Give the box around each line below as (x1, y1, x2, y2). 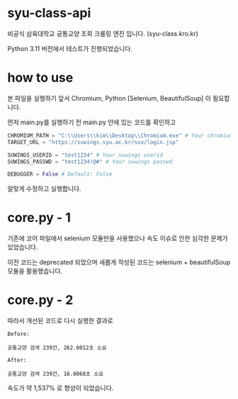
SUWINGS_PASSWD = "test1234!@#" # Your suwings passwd (7, 158, 173, 165)
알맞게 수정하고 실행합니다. (7, 184, 81, 193)
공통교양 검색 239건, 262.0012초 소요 (7, 344, 107, 352)
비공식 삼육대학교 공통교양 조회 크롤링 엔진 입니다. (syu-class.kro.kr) (7, 29, 198, 38)
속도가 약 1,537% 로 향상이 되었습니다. (7, 384, 114, 393)
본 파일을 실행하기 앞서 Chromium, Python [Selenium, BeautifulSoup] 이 (7, 94, 211, 102)
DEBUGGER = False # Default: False (7, 171, 113, 178)
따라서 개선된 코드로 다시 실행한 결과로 (7, 317, 113, 325)
